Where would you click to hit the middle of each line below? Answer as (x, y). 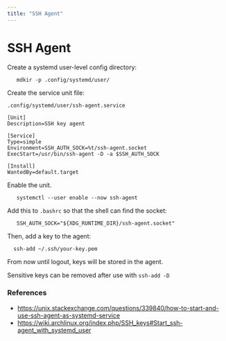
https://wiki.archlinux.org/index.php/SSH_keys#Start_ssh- (100, 322)
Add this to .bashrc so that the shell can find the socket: (87, 210)
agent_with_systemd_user (54, 330)
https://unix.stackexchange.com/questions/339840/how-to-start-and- (118, 308)
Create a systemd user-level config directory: (72, 67)
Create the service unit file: (46, 93)
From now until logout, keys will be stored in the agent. (85, 261)
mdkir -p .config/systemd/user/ (63, 80)
